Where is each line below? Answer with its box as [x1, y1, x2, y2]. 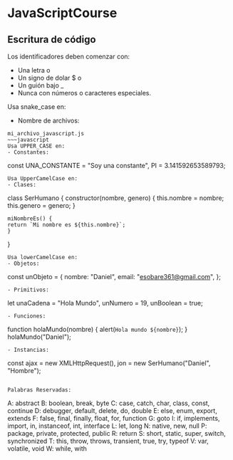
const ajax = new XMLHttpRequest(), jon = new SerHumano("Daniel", [7, 359, 211, 367]
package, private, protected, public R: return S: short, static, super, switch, [7, 429, 226, 437]
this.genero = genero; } [7, 202, 76, 209]
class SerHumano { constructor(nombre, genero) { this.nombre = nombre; [7, 194, 224, 202]
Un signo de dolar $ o [17, 73, 82, 82]
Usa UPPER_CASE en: [7, 142, 66, 150]
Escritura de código [7, 33, 96, 46]
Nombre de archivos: [17, 116, 80, 125]
